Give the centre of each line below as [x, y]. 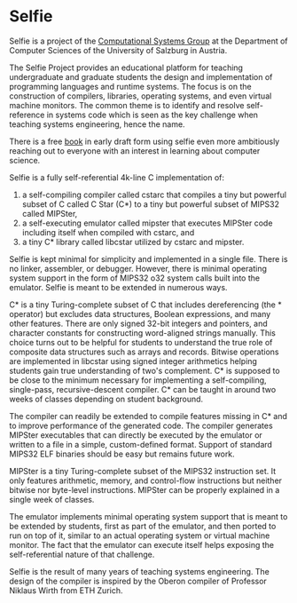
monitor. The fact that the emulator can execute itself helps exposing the [142, 544]
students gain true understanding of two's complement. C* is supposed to [145, 370]
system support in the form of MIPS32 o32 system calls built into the [134, 278]
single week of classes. [52, 499]
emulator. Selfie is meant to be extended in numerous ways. [118, 287]
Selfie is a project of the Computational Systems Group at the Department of [148, 41]
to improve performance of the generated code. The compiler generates [141, 425]
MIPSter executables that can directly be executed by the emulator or [136, 435]
